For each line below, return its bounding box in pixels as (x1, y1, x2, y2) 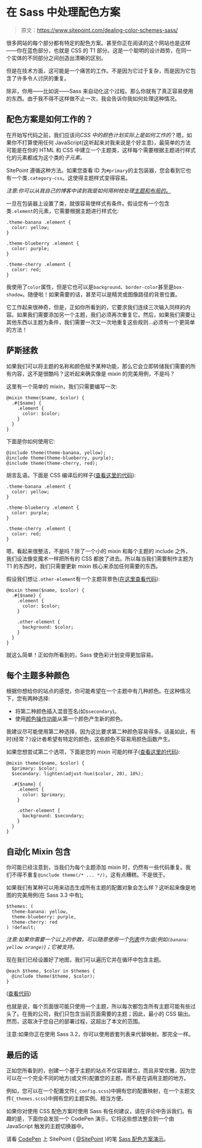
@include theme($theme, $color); (11, 974, 96, 980)
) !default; (6, 924, 36, 931)
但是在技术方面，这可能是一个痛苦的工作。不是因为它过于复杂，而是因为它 (6, 67, 191, 74)
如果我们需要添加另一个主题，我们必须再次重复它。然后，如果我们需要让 (16, 311, 196, 318)
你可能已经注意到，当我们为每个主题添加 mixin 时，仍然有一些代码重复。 (6, 864, 186, 871)
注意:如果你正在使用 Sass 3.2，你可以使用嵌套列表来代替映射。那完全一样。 (6, 1031, 194, 1038)
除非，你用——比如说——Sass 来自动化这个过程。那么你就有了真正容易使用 (6, 87, 194, 94)
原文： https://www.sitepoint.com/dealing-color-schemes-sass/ (20, 26, 179, 34)
